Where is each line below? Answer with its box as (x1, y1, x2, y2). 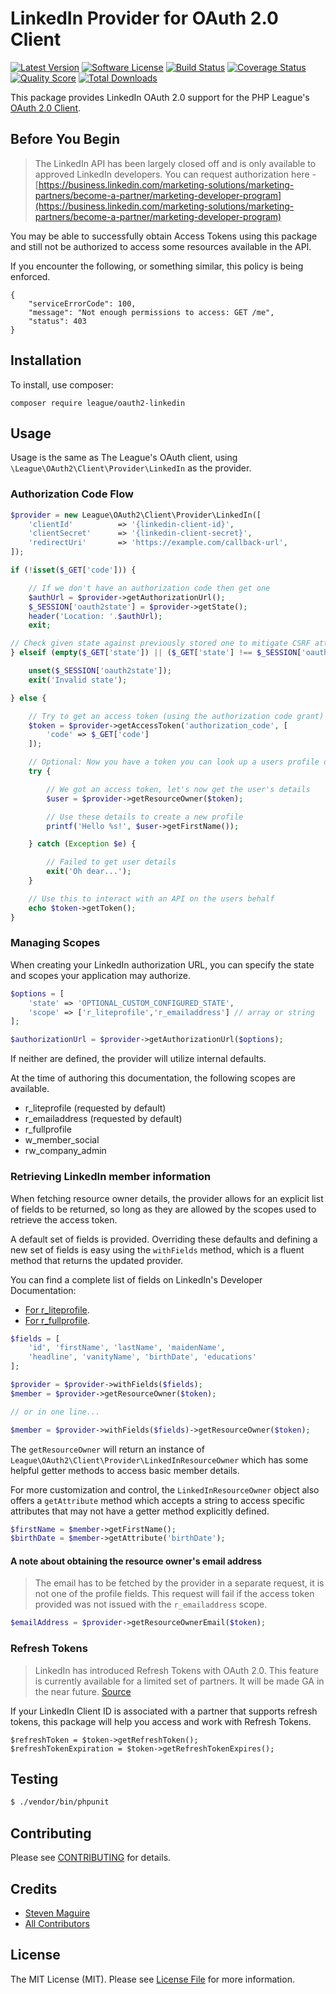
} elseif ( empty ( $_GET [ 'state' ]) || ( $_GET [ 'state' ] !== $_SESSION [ (10, 648, 302, 658)
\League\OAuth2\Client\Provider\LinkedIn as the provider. (10, 462, 252, 474)
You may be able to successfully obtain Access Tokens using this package (10, 230, 318, 242)
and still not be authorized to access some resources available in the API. (10, 240, 312, 252)
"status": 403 (28, 316, 87, 326)
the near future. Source (34, 1685, 132, 1697)
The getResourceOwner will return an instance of (10, 1443, 205, 1455)
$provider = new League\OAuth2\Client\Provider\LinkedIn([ (10, 510, 262, 520)
